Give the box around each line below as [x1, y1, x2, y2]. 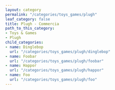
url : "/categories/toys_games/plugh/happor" [9, 68, 104, 73]
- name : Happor [5, 63, 37, 68]
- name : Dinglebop [5, 44, 43, 49]
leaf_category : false [5, 16, 50, 21]
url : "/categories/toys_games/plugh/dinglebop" [9, 49, 111, 54]
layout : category [5, 7, 41, 12]
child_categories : [5, 40, 43, 45]
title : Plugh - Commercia [5, 21, 59, 26]
